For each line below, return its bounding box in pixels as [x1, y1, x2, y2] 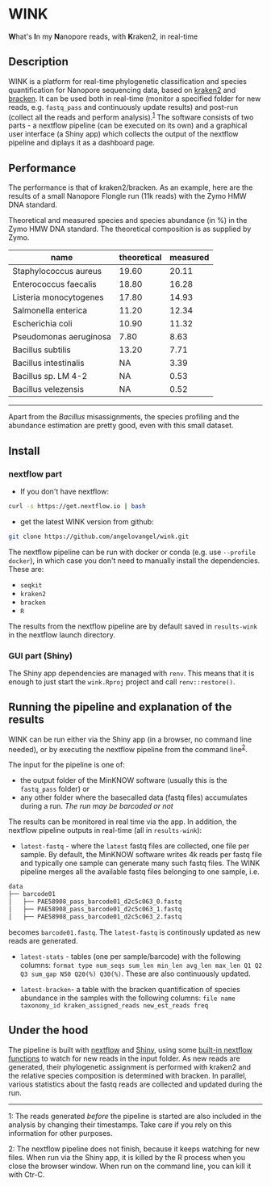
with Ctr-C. [8, 1169, 45, 1180]
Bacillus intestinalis [12, 357, 85, 368]
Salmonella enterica [12, 305, 88, 316]
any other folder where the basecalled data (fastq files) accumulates [19, 793, 248, 802]
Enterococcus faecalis [12, 279, 97, 290]
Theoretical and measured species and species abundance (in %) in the [8, 216, 248, 225]
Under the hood [8, 1024, 89, 1037]
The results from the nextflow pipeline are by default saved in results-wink [8, 621, 258, 631]
